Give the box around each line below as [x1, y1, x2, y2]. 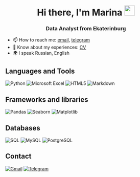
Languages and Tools [5, 67, 75, 75]
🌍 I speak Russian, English [12, 50, 70, 56]
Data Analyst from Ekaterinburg [45, 25, 126, 32]
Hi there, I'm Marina [37, 7, 123, 18]
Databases [5, 123, 41, 132]
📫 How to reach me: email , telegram [12, 37, 90, 43]
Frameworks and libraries [5, 95, 88, 104]
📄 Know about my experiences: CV [12, 44, 86, 51]
